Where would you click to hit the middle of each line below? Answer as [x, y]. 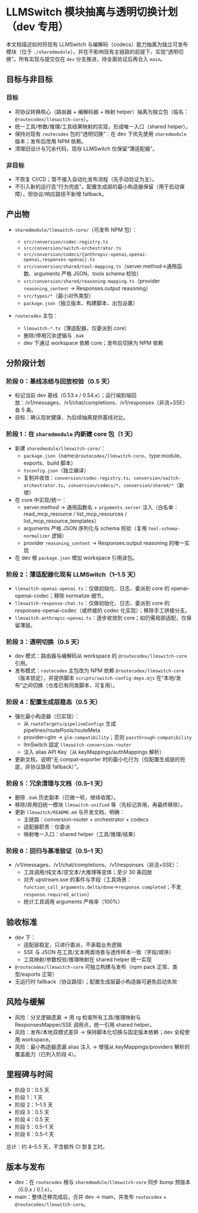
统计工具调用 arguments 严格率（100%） [73, 902]
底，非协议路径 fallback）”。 [48, 767]
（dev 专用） [37, 27]
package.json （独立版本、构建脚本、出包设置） [81, 303]
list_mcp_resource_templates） [61, 521]
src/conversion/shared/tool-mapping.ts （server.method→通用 [100, 266]
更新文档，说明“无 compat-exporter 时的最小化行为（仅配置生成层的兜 [100, 759]
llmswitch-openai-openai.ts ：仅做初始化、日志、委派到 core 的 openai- [102, 589]
